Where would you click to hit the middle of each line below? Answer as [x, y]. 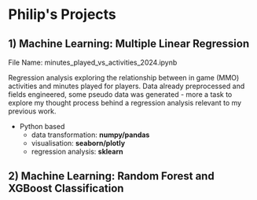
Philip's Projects [62, 15]
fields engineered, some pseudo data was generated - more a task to [120, 94]
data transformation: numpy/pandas [90, 135]
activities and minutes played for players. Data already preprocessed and [127, 86]
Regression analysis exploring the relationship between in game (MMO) [124, 78]
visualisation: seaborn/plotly [78, 143]
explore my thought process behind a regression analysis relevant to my [125, 103]
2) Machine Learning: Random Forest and [111, 176]
